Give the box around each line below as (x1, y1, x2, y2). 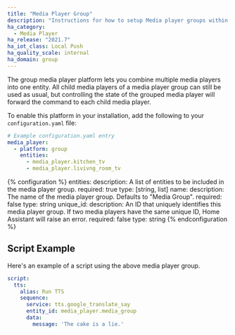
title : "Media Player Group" (7, 10, 93, 18)
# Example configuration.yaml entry (7, 132, 115, 139)
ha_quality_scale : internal (7, 50, 90, 57)
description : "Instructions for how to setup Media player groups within (7, 17, 229, 24)
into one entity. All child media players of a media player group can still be (7, 82, 222, 91)
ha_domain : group (7, 56, 58, 63)
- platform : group (13, 145, 68, 152)
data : (25, 314, 42, 322)
